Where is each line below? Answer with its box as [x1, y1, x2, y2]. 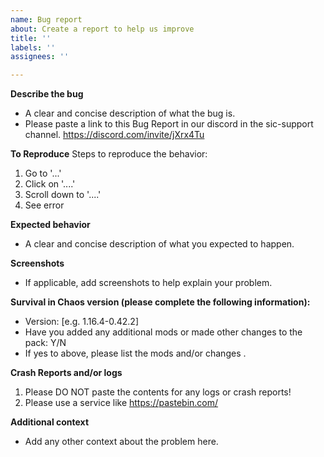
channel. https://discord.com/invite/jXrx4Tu [24, 129, 205, 141]
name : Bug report [10, 14, 83, 25]
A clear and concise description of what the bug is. [24, 107, 236, 120]
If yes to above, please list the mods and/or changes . [24, 347, 247, 360]
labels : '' [10, 42, 56, 53]
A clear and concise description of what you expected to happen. [24, 238, 295, 250]
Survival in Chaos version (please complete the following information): [10, 296, 311, 308]
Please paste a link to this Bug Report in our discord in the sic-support [24, 118, 314, 130]
